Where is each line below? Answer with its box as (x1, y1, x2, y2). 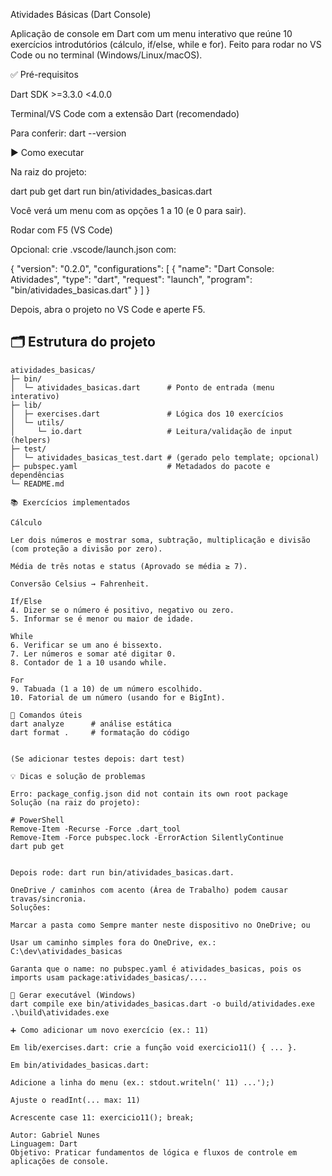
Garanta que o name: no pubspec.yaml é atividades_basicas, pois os (10, 964, 302, 974)
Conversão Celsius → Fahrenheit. (10, 579, 150, 589)
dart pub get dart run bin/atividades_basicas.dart (10, 185, 213, 197)
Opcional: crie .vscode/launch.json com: (10, 244, 177, 255)
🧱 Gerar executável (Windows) (10, 990, 137, 1000)
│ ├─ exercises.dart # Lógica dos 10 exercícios (10, 409, 284, 419)
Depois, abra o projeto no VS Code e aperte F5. (10, 304, 206, 315)
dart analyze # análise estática (10, 719, 172, 729)
